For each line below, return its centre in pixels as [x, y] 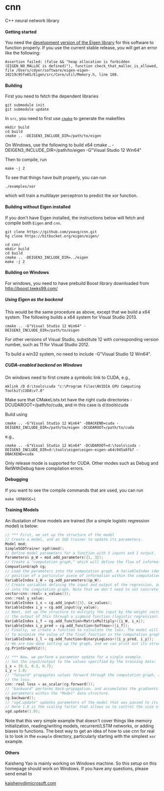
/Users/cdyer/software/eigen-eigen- [53, 70]
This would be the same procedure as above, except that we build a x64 [78, 312]
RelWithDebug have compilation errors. [44, 468]
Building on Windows [27, 273]
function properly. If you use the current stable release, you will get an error [81, 48]
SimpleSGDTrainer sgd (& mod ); [35, 548]
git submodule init [25, 105]
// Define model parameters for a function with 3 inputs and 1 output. [81, 553]
